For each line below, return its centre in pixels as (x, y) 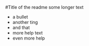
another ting (25, 22)
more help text (27, 33)
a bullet (20, 17)
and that (21, 27)
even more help (29, 38)
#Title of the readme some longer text (44, 7)
